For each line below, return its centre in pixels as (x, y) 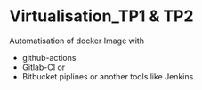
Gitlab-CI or (44, 67)
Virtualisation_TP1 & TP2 (101, 16)
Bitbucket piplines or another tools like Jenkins (108, 76)
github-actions (49, 57)
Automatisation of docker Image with (77, 41)
